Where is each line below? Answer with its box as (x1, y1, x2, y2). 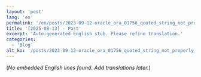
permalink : (6, 20, 33, 26)
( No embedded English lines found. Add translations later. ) (6, 64, 151, 71)
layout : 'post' (6, 8, 44, 15)
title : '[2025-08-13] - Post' (6, 25, 82, 32)
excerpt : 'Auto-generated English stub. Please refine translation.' (6, 31, 184, 37)
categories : (6, 36, 36, 42)
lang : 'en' (6, 14, 33, 20)
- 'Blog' (11, 42, 33, 48)
